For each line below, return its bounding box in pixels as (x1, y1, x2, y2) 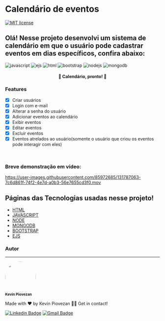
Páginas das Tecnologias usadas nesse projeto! (5, 194, 154, 202)
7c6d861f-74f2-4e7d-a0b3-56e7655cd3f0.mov (5, 179, 101, 185)
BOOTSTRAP (12, 228, 39, 234)
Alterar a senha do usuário (12, 108, 66, 114)
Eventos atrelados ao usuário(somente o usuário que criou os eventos (12, 136, 154, 142)
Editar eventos (12, 124, 42, 131)
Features (5, 86, 27, 93)
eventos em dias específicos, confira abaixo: (5, 49, 145, 58)
